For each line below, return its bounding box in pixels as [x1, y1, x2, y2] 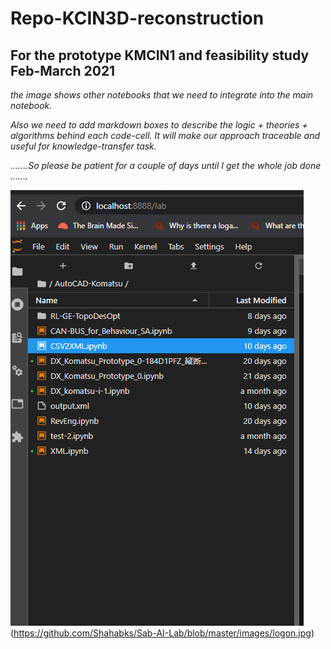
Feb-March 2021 [10, 62, 116, 79]
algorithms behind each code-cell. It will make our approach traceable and [10, 130, 321, 141]
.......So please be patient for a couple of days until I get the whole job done [10, 160, 322, 171]
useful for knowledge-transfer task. [10, 140, 157, 152]
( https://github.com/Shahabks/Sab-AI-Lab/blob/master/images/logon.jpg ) [10, 627, 315, 639]
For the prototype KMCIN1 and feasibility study [10, 47, 310, 64]
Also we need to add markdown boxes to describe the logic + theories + [10, 119, 308, 131]
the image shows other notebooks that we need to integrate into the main [10, 89, 314, 101]
